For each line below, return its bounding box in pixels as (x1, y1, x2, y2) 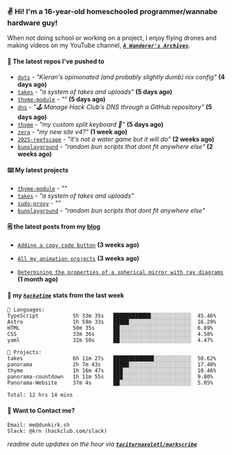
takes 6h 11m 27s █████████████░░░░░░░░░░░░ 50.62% (7, 355, 217, 362)
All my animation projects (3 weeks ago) (17, 254, 139, 262)
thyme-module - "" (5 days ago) (17, 95, 106, 103)
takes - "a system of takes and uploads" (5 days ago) (17, 87, 173, 96)
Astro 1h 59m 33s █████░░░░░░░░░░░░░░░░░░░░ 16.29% (7, 319, 217, 326)
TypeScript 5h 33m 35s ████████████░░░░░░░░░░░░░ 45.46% (7, 312, 217, 319)
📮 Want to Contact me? (7, 406, 75, 415)
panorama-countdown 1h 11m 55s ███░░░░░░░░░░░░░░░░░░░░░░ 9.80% (7, 374, 214, 381)
